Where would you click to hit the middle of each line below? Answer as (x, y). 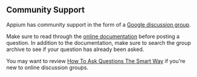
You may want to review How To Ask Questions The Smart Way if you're (96, 61)
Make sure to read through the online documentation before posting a (93, 36)
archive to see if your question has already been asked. (75, 49)
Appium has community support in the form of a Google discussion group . (99, 24)
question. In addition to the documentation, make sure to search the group (99, 42)
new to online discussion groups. (47, 67)
